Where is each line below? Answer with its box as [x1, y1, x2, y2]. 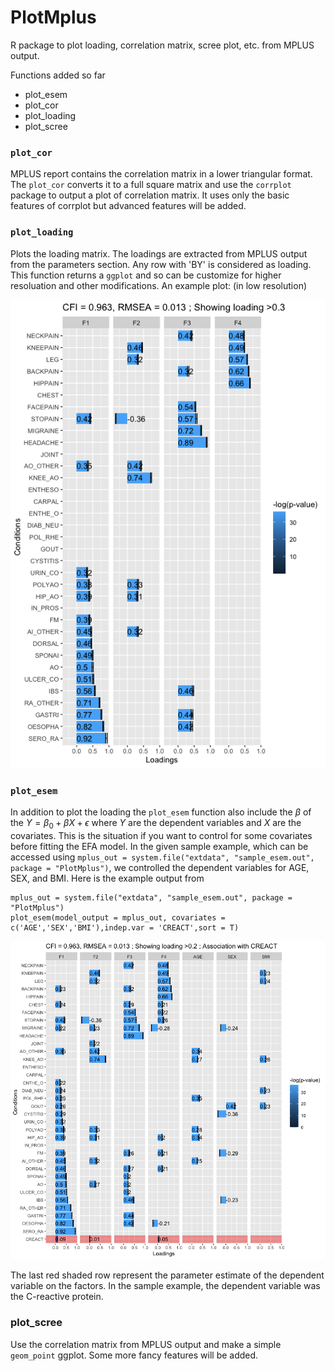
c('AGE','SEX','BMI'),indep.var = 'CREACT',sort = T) [10, 923, 240, 933]
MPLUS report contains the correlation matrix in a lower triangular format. [10, 168, 313, 180]
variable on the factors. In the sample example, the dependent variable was [10, 1280, 321, 1292]
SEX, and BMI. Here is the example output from [10, 872, 205, 885]
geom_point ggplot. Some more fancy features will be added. [10, 1349, 259, 1361]
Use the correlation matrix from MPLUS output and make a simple [10, 1338, 282, 1350]
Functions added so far [10, 69, 106, 81]
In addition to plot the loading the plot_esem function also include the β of [10, 806, 312, 818]
